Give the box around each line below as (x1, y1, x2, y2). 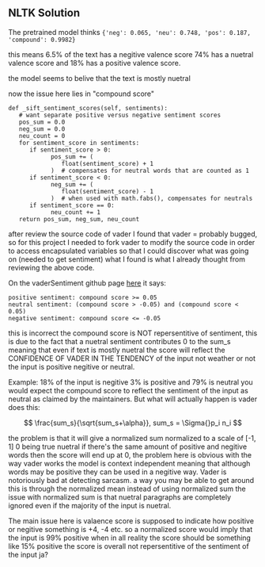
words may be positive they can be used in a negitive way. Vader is (8, 467, 227, 477)
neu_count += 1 (50, 208, 101, 216)
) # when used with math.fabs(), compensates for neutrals (50, 194, 253, 202)
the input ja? (8, 550, 49, 559)
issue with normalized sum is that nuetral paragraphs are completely (8, 492, 232, 502)
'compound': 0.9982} (8, 36, 77, 44)
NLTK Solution (8, 6, 81, 20)
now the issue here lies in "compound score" (8, 89, 155, 98)
